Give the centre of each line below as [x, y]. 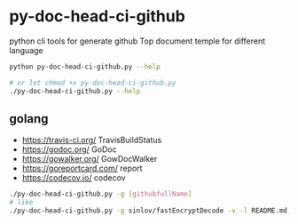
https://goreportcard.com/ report [82, 168]
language [26, 50]
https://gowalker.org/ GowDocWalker [90, 159]
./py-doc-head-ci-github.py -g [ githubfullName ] [101, 194]
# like [21, 203]
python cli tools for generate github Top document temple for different [137, 41]
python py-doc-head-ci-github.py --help [85, 67]
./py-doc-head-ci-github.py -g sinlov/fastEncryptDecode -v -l [129, 211]
